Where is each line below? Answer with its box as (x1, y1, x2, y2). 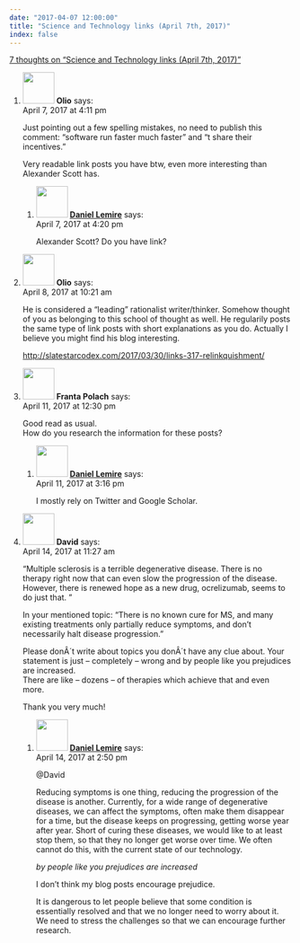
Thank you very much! (22, 701, 106, 712)
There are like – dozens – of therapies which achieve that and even (22, 674, 269, 685)
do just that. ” (22, 592, 73, 603)
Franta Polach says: (56, 392, 131, 402)
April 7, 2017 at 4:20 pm (35, 219, 124, 230)
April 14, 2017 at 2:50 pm (35, 752, 128, 763)
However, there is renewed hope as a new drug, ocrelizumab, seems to (22, 583, 286, 594)
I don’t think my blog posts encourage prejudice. (35, 879, 216, 890)
